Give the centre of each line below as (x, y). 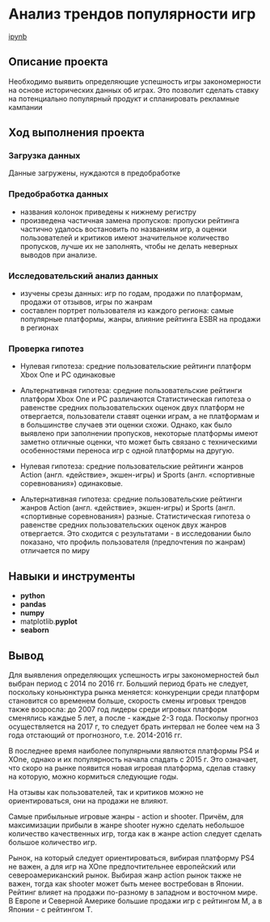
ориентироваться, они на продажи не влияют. (88, 801)
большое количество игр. (53, 842)
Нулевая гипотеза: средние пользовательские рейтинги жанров (132, 467)
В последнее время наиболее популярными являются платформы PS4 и (134, 751)
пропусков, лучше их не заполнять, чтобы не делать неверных (129, 246)
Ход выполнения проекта (77, 133)
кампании (25, 107)
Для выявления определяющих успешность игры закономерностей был (134, 675)
